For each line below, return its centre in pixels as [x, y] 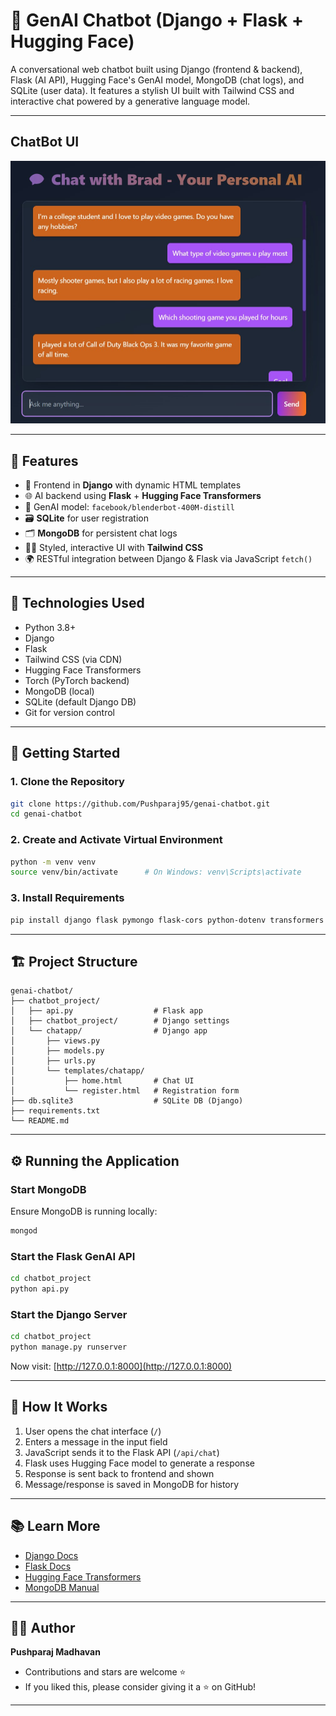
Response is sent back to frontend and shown [119, 1473]
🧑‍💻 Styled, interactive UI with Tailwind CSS [114, 548]
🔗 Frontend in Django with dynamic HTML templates [133, 485]
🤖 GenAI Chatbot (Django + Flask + [157, 20]
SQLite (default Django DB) [80, 701]
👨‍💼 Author [43, 1628]
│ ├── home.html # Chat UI [102, 1081]
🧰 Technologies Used [77, 603]
